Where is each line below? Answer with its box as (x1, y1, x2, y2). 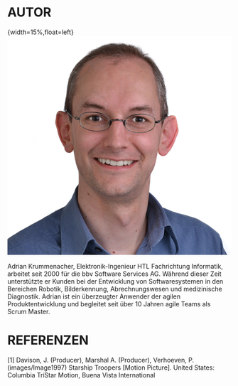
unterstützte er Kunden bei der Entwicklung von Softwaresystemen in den (7, 277, 224, 286)
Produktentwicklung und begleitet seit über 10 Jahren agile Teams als (7, 300, 211, 309)
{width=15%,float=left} (7, 28, 75, 36)
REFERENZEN (7, 332, 89, 348)
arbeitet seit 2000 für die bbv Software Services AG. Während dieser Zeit (7, 269, 222, 278)
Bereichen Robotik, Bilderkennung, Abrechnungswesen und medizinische (7, 285, 222, 294)
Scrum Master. (7, 307, 50, 316)
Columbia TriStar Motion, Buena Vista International (7, 371, 156, 380)
